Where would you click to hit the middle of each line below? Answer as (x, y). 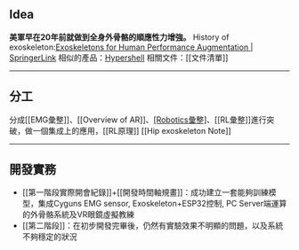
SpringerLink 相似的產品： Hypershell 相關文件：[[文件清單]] (119, 58)
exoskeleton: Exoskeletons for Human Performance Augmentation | (131, 47)
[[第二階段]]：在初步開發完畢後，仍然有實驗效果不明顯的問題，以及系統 (153, 226)
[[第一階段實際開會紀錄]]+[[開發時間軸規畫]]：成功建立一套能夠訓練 (145, 192)
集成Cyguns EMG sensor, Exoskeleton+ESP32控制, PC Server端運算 (162, 204)
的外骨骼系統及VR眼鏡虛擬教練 (78, 215)
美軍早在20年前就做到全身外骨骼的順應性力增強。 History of (119, 37)
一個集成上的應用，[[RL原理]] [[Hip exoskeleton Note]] (132, 130)
